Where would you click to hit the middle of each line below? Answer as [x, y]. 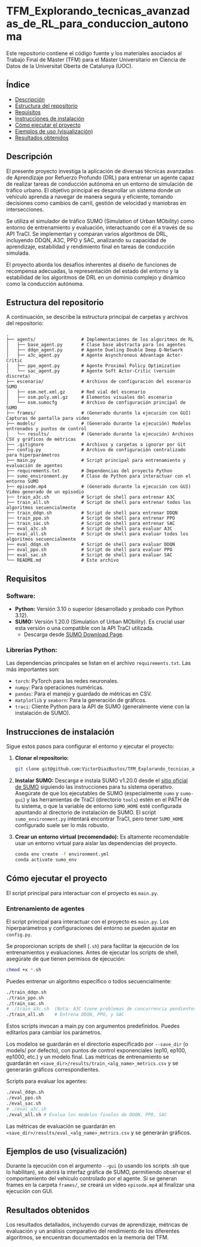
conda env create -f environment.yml [62, 854]
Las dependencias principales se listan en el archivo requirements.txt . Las [99, 663]
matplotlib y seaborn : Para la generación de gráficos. [81, 700]
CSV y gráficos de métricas [41, 440]
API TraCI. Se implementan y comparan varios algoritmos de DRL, [87, 234]
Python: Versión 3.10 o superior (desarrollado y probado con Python [99, 609]
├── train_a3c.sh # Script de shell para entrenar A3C [91, 497]
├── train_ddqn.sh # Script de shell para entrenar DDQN [92, 513]
